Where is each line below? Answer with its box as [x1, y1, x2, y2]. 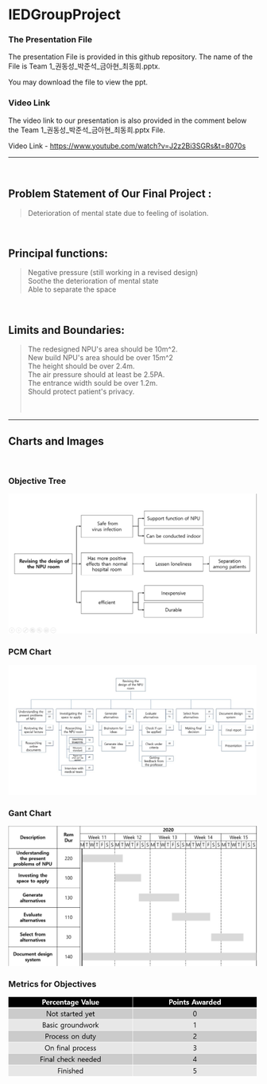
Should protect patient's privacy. [27, 387, 135, 396]
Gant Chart [8, 807, 52, 819]
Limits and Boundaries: [8, 323, 126, 336]
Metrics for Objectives [8, 978, 97, 989]
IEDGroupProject [8, 6, 122, 24]
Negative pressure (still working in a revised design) [27, 268, 199, 277]
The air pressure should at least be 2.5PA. [27, 370, 165, 379]
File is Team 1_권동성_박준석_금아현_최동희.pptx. [8, 61, 161, 71]
